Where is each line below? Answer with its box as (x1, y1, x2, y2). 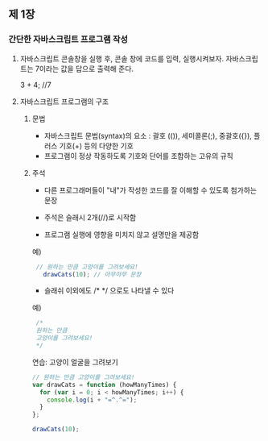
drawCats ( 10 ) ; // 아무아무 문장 (43, 270, 142, 278)
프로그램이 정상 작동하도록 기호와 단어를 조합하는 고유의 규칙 (43, 151, 233, 160)
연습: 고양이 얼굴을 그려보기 (31, 357, 118, 367)
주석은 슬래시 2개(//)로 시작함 (43, 212, 137, 222)
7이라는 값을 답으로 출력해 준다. (35, 64, 134, 73)
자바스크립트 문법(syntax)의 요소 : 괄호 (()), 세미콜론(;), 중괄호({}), (43, 131, 252, 140)
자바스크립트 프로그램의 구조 (19, 96, 109, 106)
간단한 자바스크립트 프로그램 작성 (8, 34, 129, 45)
